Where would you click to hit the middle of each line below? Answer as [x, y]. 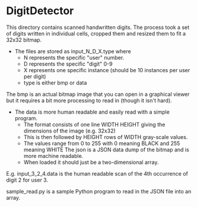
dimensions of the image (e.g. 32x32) [69, 131]
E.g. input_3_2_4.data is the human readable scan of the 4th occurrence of [97, 173]
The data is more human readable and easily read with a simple [92, 112]
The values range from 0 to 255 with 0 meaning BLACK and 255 [102, 143]
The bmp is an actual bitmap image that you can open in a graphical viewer [98, 94]
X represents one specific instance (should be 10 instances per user [107, 70]
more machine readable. [53, 156]
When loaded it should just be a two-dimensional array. [91, 162]
